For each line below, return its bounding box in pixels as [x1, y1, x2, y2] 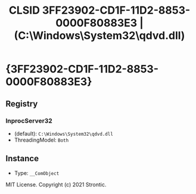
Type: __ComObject [14, 169, 60, 176]
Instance [5, 154, 39, 164]
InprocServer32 [5, 117, 53, 125]
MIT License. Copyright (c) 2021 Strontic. [5, 181, 107, 188]
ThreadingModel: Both [14, 136, 69, 143]
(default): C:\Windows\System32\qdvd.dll [14, 130, 114, 137]
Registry [5, 99, 38, 109]
